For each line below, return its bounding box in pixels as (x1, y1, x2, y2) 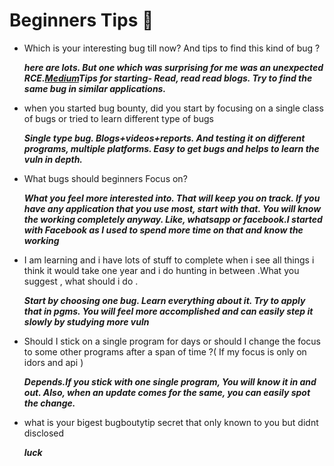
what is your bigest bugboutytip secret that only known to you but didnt (23, 416, 319, 428)
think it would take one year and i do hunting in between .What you (23, 264, 300, 276)
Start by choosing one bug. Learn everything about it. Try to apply (23, 294, 306, 306)
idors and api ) (23, 356, 84, 368)
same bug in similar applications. (23, 82, 167, 94)
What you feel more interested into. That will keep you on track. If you (23, 192, 321, 204)
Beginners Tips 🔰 (9, 9, 154, 32)
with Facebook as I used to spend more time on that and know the (23, 224, 304, 236)
